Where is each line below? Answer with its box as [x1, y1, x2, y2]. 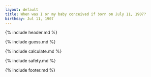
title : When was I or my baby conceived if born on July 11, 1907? [5, 12, 147, 17]
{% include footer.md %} [5, 67, 56, 73]
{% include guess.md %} [5, 39, 56, 45]
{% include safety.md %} [5, 58, 56, 64]
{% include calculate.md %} [5, 48, 62, 54]
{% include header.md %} [5, 30, 58, 36]
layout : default [5, 7, 38, 12]
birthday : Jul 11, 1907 [5, 16, 54, 21]
